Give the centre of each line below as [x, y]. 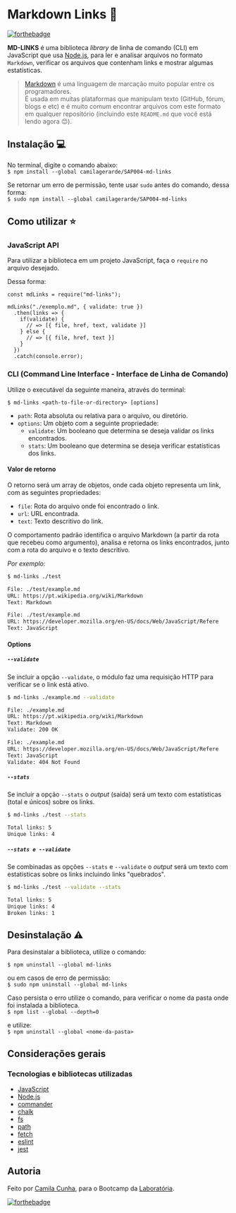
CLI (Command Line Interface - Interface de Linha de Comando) [118, 374]
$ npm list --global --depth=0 [53, 1012]
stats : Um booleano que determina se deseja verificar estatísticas [124, 446]
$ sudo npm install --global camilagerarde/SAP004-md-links [98, 199]
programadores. [48, 91]
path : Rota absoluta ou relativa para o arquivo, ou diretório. [103, 415]
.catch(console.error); [48, 357]
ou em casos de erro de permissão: [59, 978]
